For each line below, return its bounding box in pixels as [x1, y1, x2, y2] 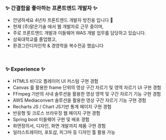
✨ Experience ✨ [5, 65, 46, 73]
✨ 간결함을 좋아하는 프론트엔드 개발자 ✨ [5, 4, 98, 11]
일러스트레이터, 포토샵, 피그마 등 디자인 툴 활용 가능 [12, 129, 115, 135]
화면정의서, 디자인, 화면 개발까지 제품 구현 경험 [12, 123, 106, 129]
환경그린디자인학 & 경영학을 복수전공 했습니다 [12, 42, 104, 49]
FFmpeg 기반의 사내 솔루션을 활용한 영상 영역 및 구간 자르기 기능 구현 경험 [12, 90, 161, 97]
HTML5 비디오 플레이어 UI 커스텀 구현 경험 [12, 78, 99, 84]
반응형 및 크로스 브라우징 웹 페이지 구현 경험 [12, 110, 101, 116]
